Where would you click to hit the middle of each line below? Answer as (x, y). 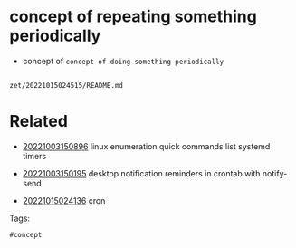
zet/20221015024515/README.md (67, 85)
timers (34, 156)
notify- (275, 173)
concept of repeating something (134, 17)
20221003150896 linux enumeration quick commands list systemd (146, 146)
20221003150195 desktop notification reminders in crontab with (141, 173)
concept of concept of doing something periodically (123, 61)
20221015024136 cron (64, 200)
